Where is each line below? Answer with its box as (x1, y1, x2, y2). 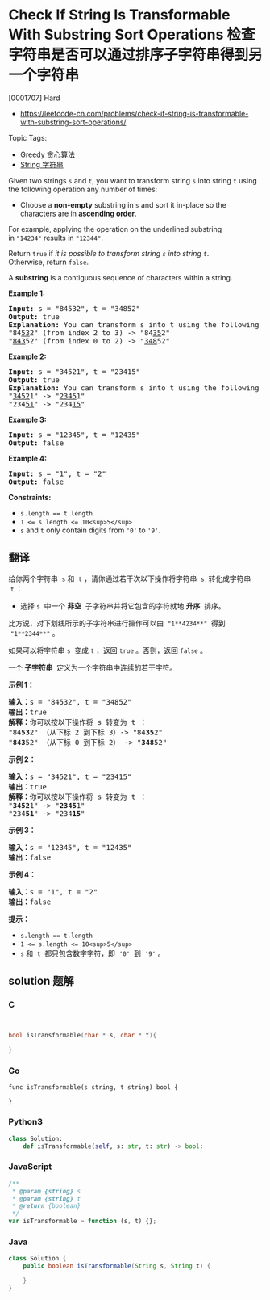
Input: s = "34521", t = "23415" (8, 367, 141, 377)
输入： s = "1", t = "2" (8, 887, 98, 896)
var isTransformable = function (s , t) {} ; (8, 1218, 157, 1226)
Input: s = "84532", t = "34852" (8, 304, 141, 313)
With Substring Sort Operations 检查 (8, 26, 255, 44)
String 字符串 (19, 159, 64, 169)
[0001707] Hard (8, 93, 60, 103)
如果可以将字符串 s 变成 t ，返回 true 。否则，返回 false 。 (8, 645, 208, 655)
